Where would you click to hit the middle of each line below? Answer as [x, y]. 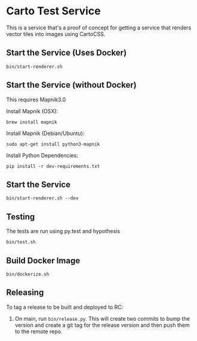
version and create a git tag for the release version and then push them [102, 325]
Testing [21, 217]
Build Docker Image [43, 260]
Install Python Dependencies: [42, 155]
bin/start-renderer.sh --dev [42, 198]
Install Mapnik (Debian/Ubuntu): [45, 133]
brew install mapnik [32, 122]
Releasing [25, 293]
